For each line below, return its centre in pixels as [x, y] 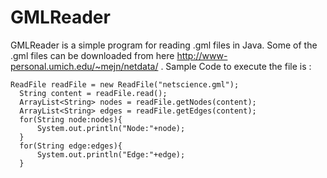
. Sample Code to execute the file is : [236, 66]
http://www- [202, 55]
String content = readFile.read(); [93, 93]
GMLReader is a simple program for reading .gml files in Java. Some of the [164, 45]
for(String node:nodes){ [71, 119]
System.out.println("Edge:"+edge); [111, 154]
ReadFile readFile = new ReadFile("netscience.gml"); [125, 84]
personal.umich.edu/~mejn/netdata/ [84, 66]
